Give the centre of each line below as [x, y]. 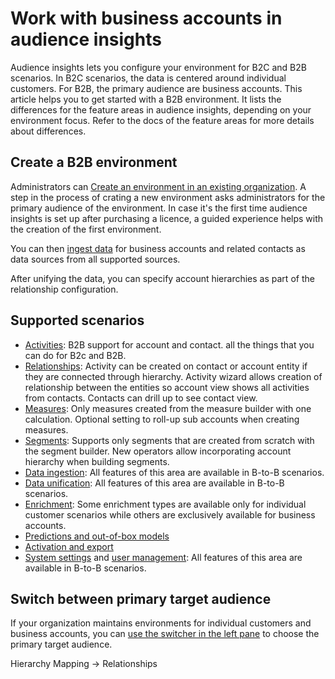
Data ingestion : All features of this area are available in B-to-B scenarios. [174, 472]
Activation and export [69, 546]
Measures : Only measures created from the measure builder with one [168, 408]
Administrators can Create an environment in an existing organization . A [158, 186]
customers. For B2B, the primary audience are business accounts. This [156, 88]
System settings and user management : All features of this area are [163, 557]
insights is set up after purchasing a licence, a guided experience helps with [167, 218]
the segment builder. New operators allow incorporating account [158, 451]
